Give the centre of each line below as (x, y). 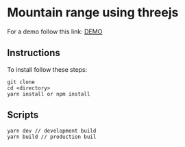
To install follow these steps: (47, 69)
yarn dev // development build (52, 131)
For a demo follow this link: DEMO (55, 31)
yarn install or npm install (49, 94)
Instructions (34, 53)
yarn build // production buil (52, 137)
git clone (21, 82)
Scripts (23, 115)
